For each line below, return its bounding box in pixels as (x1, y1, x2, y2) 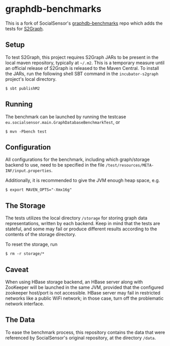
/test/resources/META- (105, 163, 154, 168)
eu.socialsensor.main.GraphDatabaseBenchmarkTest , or (5, 119, 120, 125)
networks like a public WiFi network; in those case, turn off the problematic (5, 295, 164, 301)
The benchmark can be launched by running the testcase (5, 114, 126, 120)
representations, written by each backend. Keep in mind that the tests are (5, 221, 160, 227)
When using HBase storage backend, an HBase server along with (5, 279, 143, 285)
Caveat (5, 265, 29, 274)
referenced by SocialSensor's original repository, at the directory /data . (5, 335, 156, 341)
